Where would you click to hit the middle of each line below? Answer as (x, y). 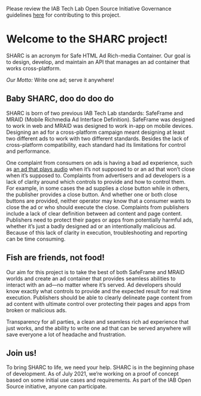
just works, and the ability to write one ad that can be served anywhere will (99, 328)
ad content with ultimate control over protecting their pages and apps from (98, 303)
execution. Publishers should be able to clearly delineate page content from (99, 297)
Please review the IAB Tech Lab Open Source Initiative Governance (89, 9)
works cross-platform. (33, 68)
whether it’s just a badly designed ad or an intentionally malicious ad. (91, 226)
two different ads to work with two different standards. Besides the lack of (98, 138)
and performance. (28, 151)
